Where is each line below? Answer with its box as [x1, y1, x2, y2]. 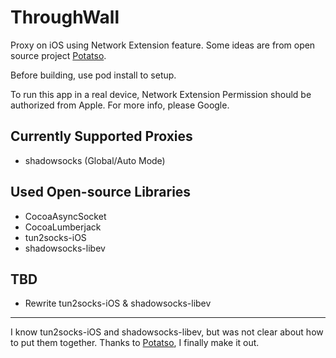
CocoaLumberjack [24, 221, 102, 233]
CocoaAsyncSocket [24, 210, 107, 222]
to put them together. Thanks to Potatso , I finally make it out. [10, 337, 260, 349]
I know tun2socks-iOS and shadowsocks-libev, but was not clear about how [10, 326, 324, 338]
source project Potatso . [10, 49, 107, 61]
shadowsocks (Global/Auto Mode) [24, 154, 166, 166]
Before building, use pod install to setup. [10, 69, 177, 81]
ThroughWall [10, 6, 120, 29]
